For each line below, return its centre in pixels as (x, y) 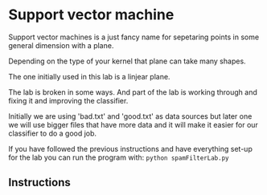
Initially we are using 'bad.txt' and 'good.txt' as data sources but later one (130, 116)
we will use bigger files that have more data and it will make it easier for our (133, 124)
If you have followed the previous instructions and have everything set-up (131, 148)
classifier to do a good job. (53, 133)
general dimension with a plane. (61, 45)
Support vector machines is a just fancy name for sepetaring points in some (134, 37)
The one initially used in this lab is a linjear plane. (89, 76)
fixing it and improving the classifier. (68, 100)
